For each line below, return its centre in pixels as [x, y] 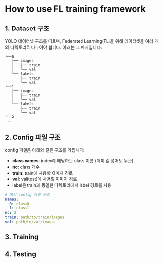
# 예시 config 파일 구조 [27, 194]
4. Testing [21, 254]
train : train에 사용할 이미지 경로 [42, 173]
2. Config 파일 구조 [33, 137]
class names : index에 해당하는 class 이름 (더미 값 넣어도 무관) [73, 160]
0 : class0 [19, 204]
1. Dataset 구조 [27, 28]
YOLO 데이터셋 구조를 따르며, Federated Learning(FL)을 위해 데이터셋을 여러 [79, 41]
